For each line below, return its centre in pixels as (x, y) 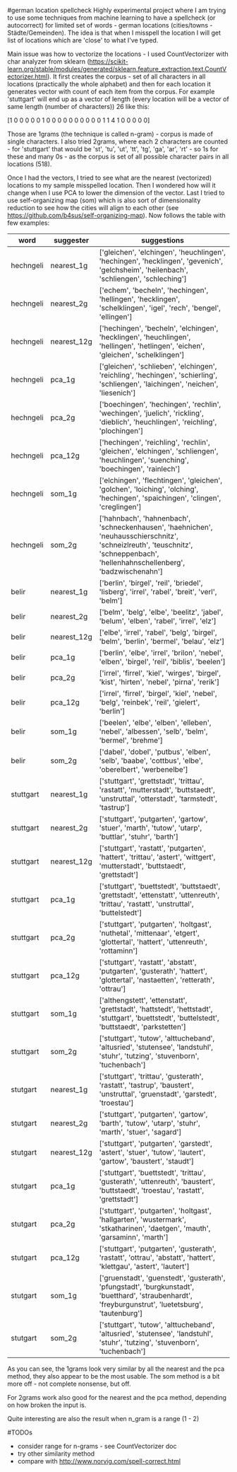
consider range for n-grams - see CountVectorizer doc (97, 1446)
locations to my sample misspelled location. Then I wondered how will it (112, 185)
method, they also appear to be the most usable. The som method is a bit (114, 1376)
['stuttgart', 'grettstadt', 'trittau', (152, 781)
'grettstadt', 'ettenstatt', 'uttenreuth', (159, 895)
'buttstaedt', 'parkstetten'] (143, 1027)
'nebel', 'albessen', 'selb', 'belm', (153, 731)
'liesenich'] (117, 393)
